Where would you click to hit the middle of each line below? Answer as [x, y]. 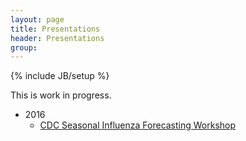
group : [24, 47]
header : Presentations [57, 38]
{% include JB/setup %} [60, 76]
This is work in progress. [61, 95]
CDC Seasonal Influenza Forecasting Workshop [138, 125]
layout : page [37, 19]
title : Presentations [55, 29]
